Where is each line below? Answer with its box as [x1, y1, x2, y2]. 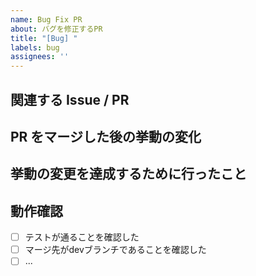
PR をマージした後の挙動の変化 [10, 128, 202, 145]
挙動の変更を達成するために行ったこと [10, 166, 247, 183]
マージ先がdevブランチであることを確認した [24, 244, 207, 256]
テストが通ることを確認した [24, 231, 140, 243]
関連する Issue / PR [10, 91, 130, 108]
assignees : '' [10, 52, 70, 62]
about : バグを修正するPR [10, 24, 103, 34]
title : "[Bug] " [10, 33, 78, 43]
